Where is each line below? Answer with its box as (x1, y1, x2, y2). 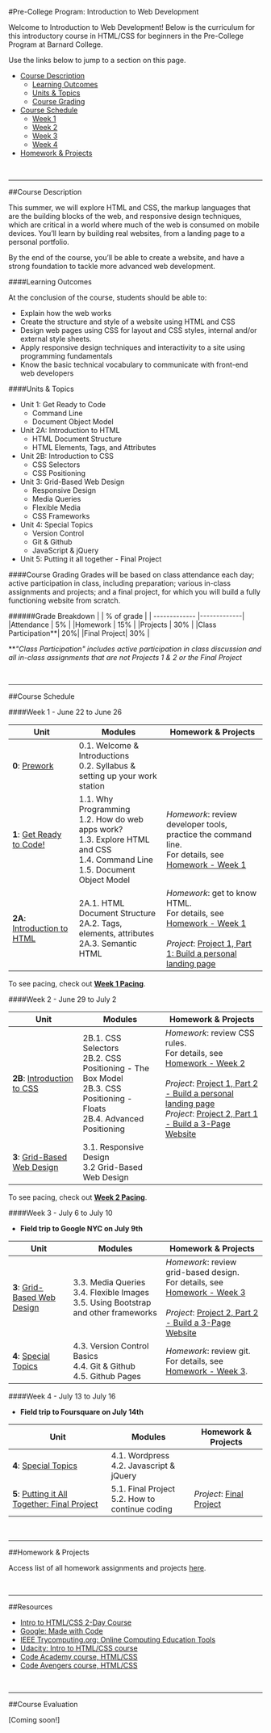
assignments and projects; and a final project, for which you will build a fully (8, 587, 261, 596)
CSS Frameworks (31, 511, 90, 520)
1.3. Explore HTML (78, 834, 151, 845)
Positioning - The (82, 1062, 149, 1074)
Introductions (78, 751, 130, 761)
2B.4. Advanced (82, 1113, 144, 1124)
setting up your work (78, 771, 157, 781)
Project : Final (194, 1488, 244, 1500)
